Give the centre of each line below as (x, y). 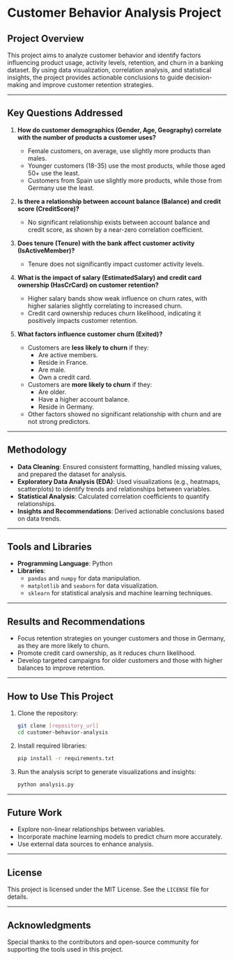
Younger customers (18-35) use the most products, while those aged (126, 166)
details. (18, 897)
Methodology (37, 450)
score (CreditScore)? (48, 208)
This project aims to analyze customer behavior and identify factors (104, 55)
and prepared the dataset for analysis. (72, 474)
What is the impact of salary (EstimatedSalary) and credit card (109, 277)
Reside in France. (63, 362)
